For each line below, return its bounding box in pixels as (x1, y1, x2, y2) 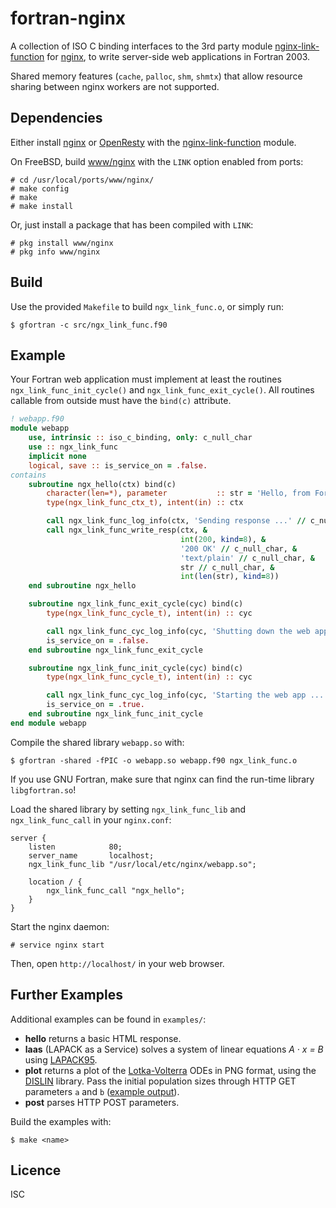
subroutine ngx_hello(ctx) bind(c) (28, 479, 177, 489)
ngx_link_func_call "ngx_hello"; (46, 885, 186, 896)
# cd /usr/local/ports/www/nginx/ (10, 175, 155, 185)
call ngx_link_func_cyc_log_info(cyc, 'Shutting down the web (46, 626, 311, 636)
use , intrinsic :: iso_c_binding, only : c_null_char (28, 433, 253, 443)
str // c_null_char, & (180, 562, 275, 572)
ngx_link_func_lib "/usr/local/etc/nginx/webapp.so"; (28, 859, 257, 869)
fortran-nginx (10, 7, 127, 30)
